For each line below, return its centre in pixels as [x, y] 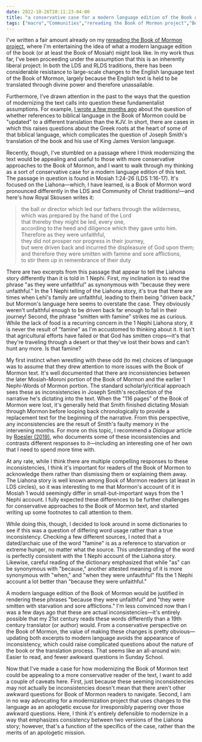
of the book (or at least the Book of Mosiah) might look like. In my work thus [100, 53]
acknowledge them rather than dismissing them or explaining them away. [97, 474]
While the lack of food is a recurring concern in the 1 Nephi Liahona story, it [99, 323]
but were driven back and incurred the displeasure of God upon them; [108, 248]
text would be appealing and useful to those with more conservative [90, 159]
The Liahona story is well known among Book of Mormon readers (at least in [101, 480]
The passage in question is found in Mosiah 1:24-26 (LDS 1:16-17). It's [92, 179]
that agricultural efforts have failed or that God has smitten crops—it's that [98, 336]
